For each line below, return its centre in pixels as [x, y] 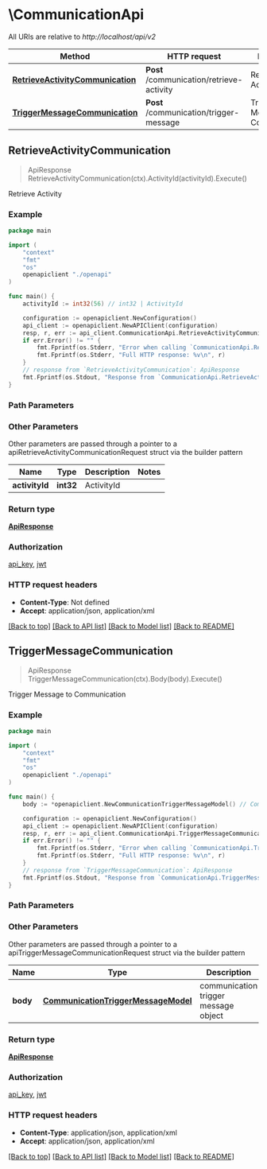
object [212, 1016]
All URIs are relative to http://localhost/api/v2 [82, 37]
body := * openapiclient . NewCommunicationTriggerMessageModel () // [135, 804]
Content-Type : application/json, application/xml [98, 1132]
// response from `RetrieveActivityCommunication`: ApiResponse [131, 370]
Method [75, 56]
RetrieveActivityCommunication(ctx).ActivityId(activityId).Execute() [137, 178]
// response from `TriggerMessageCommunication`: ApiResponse [128, 870]
